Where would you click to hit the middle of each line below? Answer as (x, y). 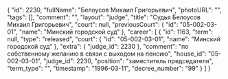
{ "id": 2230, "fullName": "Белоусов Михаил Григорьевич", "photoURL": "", (114, 10)
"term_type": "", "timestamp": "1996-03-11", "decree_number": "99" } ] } (109, 68)
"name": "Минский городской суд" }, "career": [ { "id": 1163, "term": (116, 32)
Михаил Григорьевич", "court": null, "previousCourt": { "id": (93, 24)
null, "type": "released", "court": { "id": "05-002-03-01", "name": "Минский (114, 39)
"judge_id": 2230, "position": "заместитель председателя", (128, 61)
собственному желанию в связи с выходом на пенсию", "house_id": (107, 54)
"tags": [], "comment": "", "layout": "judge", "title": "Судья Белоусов (104, 17)
